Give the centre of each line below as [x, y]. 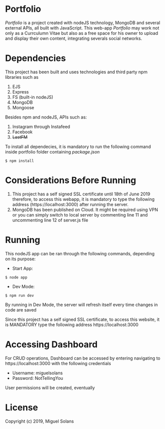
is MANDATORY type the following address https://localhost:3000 [72, 324]
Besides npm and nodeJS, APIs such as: [46, 117]
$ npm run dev [20, 295]
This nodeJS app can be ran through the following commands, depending [80, 253]
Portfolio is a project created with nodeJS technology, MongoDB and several [83, 23]
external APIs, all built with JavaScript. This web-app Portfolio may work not [82, 28]
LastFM [20, 137]
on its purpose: [20, 259]
